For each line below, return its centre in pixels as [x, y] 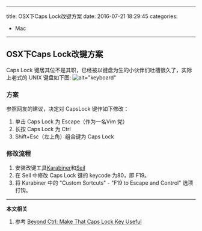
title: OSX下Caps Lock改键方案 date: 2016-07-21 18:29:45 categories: [92, 16]
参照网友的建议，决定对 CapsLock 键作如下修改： [68, 109]
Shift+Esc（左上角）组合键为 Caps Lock [64, 137]
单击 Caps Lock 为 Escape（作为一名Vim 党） [71, 122]
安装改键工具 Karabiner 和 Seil [50, 168]
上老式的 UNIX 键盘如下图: [39, 77]
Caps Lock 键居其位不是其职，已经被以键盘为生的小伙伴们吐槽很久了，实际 [99, 70]
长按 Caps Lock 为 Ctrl [43, 129]
